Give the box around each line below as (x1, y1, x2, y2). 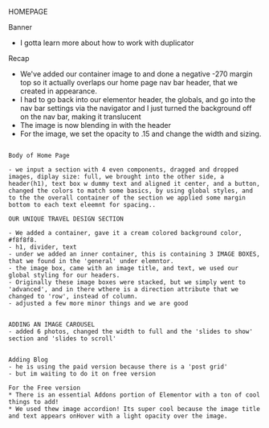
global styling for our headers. (8, 271, 120, 279)
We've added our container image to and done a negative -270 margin (19, 69, 253, 79)
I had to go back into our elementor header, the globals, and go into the (19, 95, 256, 104)
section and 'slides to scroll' (8, 335, 116, 343)
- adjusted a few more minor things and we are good (8, 299, 189, 307)
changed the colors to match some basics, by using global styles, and (8, 187, 253, 195)
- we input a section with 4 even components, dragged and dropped (8, 166, 239, 174)
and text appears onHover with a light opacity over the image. (8, 412, 228, 420)
